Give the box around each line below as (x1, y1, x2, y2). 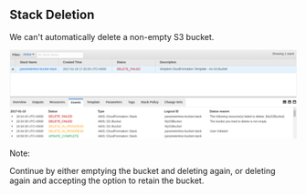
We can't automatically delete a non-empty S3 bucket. (9, 31, 215, 42)
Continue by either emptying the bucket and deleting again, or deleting (9, 165, 276, 176)
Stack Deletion (9, 7, 95, 23)
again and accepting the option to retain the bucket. (9, 175, 205, 186)
